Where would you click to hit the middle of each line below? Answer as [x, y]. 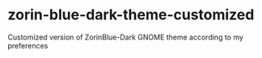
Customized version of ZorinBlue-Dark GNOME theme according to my [126, 37]
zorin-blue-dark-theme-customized [131, 15]
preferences [28, 45]
